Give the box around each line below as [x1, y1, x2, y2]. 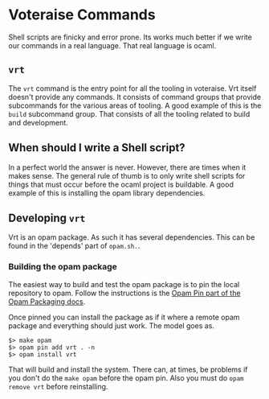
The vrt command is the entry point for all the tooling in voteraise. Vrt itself [8, 83, 257, 93]
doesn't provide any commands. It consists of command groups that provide [8, 92, 262, 101]
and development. [8, 117, 68, 127]
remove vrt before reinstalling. [8, 381, 108, 391]
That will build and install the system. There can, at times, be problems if [8, 364, 248, 374]
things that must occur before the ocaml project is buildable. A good [8, 179, 234, 189]
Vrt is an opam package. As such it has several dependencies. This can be [8, 232, 255, 242]
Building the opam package [8, 261, 118, 273]
